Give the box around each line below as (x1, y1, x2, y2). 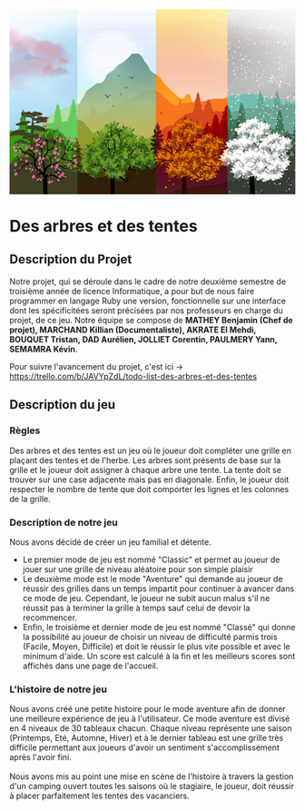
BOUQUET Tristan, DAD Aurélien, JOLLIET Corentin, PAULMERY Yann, (9, 333, 278, 344)
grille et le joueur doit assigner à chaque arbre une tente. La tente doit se (9, 464, 281, 475)
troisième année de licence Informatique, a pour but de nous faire (9, 285, 255, 296)
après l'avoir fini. (9, 752, 73, 763)
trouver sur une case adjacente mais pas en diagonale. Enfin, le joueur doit (9, 474, 290, 485)
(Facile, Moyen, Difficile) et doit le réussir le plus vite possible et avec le (22, 640, 290, 652)
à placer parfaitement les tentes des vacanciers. (9, 790, 191, 802)
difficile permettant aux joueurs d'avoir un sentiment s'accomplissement (9, 742, 280, 753)
